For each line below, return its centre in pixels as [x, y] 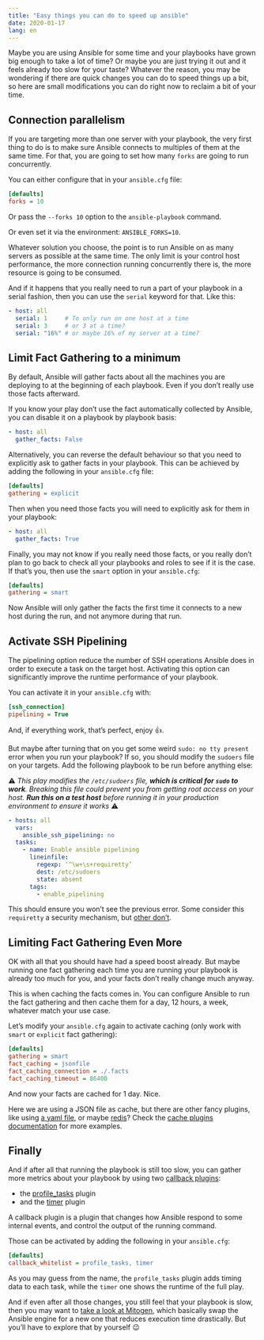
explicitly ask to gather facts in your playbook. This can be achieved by [124, 463]
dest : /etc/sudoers [69, 872]
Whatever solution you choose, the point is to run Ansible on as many [121, 247]
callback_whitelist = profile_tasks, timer [81, 1263]
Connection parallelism [67, 120]
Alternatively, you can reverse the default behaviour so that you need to [125, 454]
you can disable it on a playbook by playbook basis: [92, 418]
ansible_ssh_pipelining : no [68, 835]
